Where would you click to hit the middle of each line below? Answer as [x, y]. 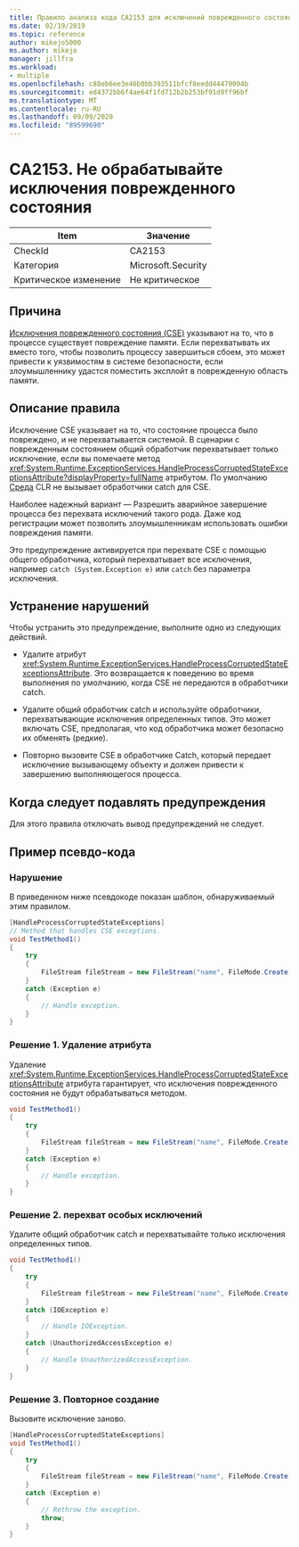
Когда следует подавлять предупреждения [137, 802]
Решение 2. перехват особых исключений [106, 1215]
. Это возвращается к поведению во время [172, 674]
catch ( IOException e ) [67, 1310]
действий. [28, 637]
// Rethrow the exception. [91, 1510]
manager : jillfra [41, 59]
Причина [35, 312]
